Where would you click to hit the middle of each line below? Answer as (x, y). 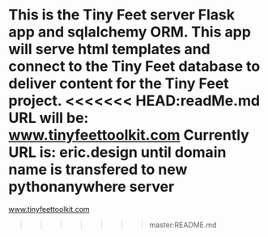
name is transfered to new (98, 169)
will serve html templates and (109, 49)
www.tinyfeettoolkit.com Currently (129, 135)
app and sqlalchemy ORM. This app (130, 32)
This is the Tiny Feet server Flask (121, 15)
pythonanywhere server (91, 187)
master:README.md (183, 225)
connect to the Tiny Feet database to (134, 67)
